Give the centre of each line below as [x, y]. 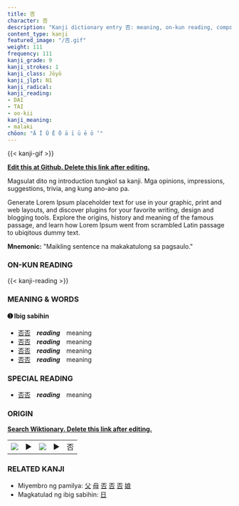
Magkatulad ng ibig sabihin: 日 [62, 494]
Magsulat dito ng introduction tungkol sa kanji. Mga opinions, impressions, [116, 181]
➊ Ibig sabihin [28, 316]
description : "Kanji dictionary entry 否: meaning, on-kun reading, [110, 27]
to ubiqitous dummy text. [44, 233]
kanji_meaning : [30, 120]
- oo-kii [20, 113]
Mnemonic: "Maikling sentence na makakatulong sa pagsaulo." [100, 247]
